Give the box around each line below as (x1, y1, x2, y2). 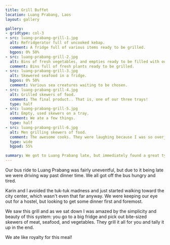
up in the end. (5, 224, 34, 230)
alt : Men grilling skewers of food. (10, 130, 87, 135)
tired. (5, 178, 16, 184)
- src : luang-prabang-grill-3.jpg (5, 68, 78, 74)
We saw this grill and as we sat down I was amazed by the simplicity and (5, 208, 157, 214)
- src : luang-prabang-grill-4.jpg (5, 87, 78, 92)
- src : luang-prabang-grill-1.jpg (5, 36, 78, 41)
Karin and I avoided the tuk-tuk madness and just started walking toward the (5, 188, 164, 193)
